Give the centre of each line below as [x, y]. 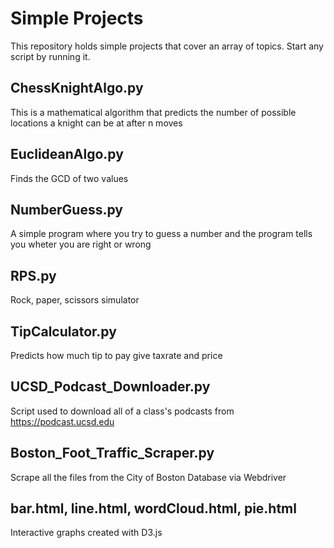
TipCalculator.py [63, 331]
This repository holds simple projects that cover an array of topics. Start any [167, 46]
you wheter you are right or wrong [81, 244]
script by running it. [50, 56]
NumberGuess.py [66, 209]
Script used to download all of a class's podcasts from [122, 411]
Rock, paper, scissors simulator [75, 300]
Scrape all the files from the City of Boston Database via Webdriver [148, 477]
